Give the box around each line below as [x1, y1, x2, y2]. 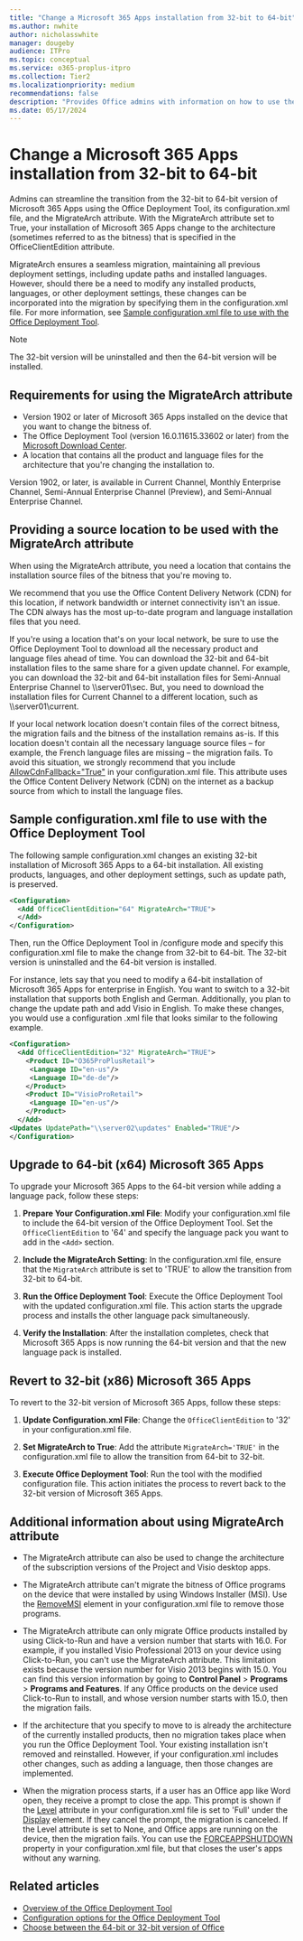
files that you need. [9, 616, 81, 627]
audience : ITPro [9, 47, 70, 56]
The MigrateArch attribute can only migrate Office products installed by [22, 1626, 289, 1637]
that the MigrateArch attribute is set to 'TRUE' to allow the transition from [22, 1264, 292, 1274]
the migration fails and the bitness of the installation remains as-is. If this [9, 728, 280, 739]
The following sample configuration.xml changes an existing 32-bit [9, 850, 258, 861]
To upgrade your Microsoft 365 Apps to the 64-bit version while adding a [9, 1180, 281, 1192]
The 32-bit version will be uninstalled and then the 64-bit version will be [9, 351, 277, 362]
